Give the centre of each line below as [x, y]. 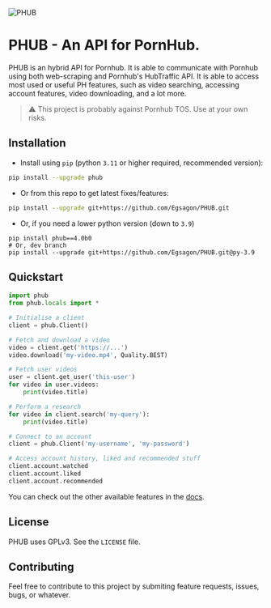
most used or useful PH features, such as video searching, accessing [124, 84]
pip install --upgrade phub [56, 177]
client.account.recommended [56, 481]
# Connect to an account [50, 436]
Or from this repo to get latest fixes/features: [94, 193]
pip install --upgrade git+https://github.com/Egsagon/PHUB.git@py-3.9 [131, 252]
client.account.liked [45, 474]
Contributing [41, 567]
